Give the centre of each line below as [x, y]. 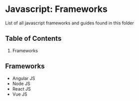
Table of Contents [34, 39]
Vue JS [20, 94]
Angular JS [24, 78]
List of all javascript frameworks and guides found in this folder [69, 23]
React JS [22, 89]
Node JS [21, 84]
